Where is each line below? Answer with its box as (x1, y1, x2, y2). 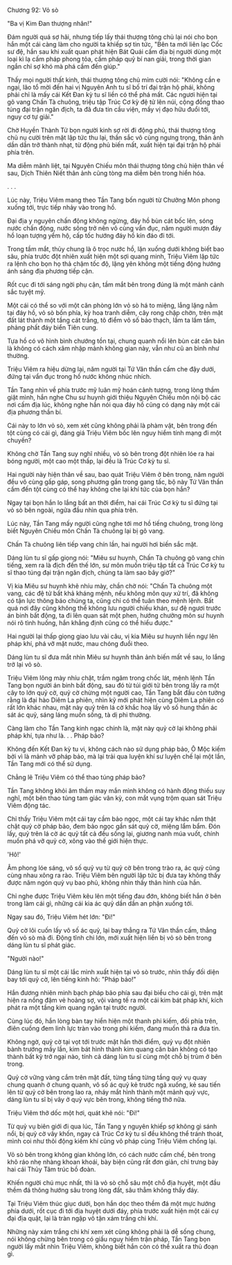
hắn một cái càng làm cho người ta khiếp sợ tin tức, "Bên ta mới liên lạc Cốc (7, 40, 223, 48)
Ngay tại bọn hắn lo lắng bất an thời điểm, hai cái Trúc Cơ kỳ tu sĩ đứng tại (7, 499, 218, 507)
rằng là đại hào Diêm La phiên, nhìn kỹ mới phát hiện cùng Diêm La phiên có (7, 696, 224, 704)
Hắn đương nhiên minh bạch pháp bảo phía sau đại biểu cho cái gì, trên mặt (7, 989, 223, 996)
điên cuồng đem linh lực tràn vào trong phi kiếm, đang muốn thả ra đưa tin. (7, 1024, 221, 1033)
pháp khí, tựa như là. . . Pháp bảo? (7, 731, 105, 740)
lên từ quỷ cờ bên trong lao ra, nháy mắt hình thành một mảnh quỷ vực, (7, 1088, 210, 1096)
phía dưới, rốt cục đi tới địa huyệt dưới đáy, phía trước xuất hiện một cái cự (7, 1207, 220, 1215)
